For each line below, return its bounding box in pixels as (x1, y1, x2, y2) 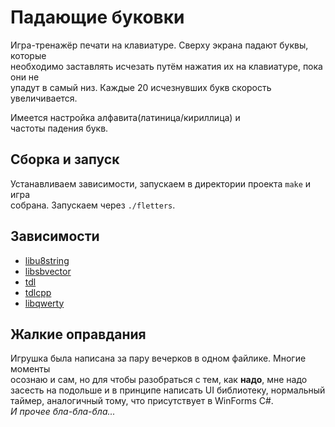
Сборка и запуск (10, 151, 120, 168)
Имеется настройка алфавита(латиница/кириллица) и (10, 111, 241, 123)
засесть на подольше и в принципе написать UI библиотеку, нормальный (10, 384, 326, 396)
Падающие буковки (10, 6, 185, 29)
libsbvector (24, 265, 72, 277)
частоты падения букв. (10, 122, 109, 134)
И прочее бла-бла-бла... (10, 406, 116, 418)
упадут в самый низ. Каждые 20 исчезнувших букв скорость (10, 81, 272, 93)
